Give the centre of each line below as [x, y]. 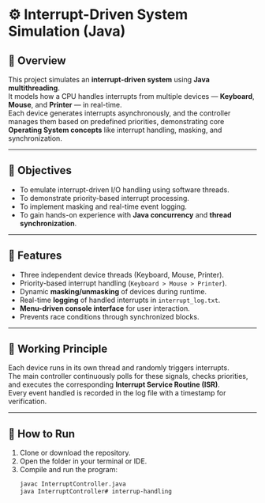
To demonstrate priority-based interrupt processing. [104, 198]
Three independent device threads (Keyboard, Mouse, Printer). [122, 274]
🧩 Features [35, 256]
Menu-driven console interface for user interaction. [105, 308]
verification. [28, 402]
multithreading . [34, 88]
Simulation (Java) [67, 31]
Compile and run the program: [69, 470]
